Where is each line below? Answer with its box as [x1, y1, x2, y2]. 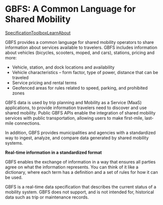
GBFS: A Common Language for [5, 3, 136, 15]
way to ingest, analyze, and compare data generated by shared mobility [5, 135, 149, 141]
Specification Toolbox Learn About [5, 30, 71, 36]
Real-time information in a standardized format [5, 149, 102, 155]
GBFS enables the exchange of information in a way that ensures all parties [5, 159, 156, 165]
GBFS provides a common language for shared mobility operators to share [5, 39, 154, 45]
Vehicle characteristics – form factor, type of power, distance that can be [12, 69, 159, 75]
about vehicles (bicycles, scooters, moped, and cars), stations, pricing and [5, 50, 155, 56]
